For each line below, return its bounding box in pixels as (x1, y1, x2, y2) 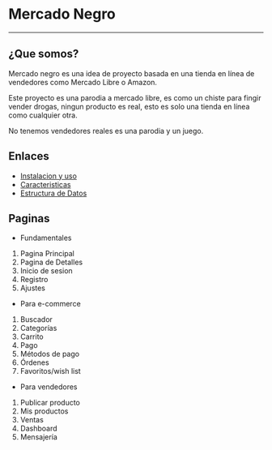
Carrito (19, 332, 45, 341)
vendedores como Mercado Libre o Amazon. (8, 77, 158, 87)
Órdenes (19, 358, 50, 367)
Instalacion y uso (19, 171, 77, 181)
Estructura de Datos (19, 188, 87, 198)
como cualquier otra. (8, 110, 79, 120)
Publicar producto (19, 398, 81, 408)
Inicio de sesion (19, 266, 73, 276)
